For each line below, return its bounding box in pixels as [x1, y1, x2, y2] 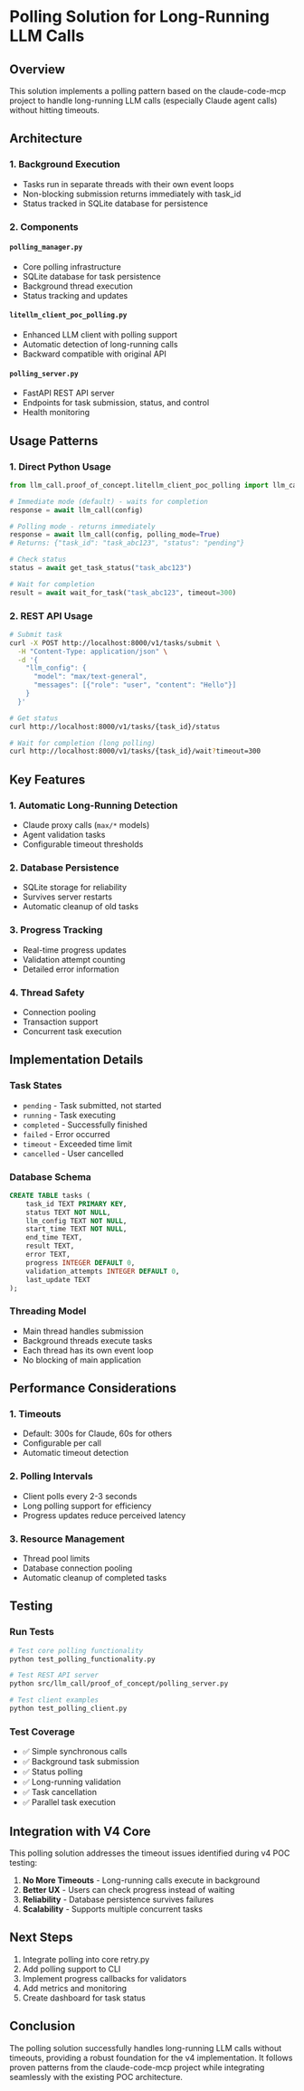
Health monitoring [22, 407, 90, 418]
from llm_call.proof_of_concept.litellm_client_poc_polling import [9, 480, 270, 489]
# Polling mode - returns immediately [9, 522, 156, 531]
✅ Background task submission [22, 1756, 140, 1767]
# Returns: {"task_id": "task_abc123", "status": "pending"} [9, 538, 245, 548]
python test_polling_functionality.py [9, 1654, 156, 1664]
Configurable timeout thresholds [22, 839, 144, 850]
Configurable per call [22, 1438, 102, 1449]
